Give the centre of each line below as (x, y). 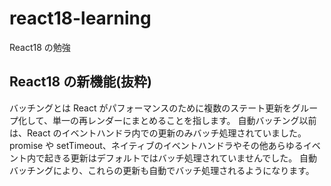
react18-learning (80, 18)
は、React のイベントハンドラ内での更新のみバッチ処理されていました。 (158, 133)
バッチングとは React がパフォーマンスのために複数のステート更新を (150, 108)
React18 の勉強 (40, 47)
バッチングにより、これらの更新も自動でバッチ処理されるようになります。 (162, 170)
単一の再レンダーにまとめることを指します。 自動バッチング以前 (184, 120)
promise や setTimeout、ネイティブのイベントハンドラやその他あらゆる (156, 145)
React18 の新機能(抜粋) (81, 82)
